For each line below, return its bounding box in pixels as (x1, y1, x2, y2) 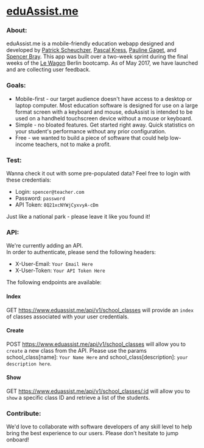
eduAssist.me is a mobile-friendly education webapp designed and (6, 40, 175, 47)
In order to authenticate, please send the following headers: (6, 249, 157, 256)
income (15, 141, 35, 148)
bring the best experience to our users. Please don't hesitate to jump (6, 430, 178, 437)
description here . (6, 359, 52, 367)
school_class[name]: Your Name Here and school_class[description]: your (6, 353, 188, 361)
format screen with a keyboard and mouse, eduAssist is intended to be (15, 108, 193, 116)
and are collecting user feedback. (6, 66, 91, 73)
